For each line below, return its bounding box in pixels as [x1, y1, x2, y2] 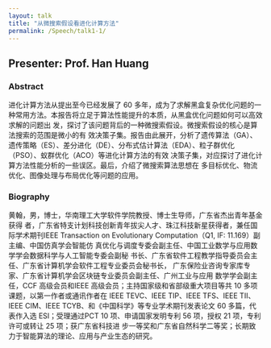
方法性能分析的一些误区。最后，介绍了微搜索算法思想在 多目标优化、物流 [15, 160, 258, 170]
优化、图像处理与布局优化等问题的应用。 [8, 171, 143, 180]
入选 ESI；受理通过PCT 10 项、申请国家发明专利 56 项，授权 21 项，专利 [22, 311, 261, 321]
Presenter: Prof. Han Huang [8, 56, 149, 70]
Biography [8, 191, 50, 202]
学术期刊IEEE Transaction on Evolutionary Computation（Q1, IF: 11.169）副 [15, 230, 261, 240]
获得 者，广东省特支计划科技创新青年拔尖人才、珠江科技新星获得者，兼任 [8, 221, 251, 230]
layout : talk [8, 11, 52, 20]
